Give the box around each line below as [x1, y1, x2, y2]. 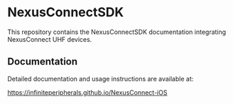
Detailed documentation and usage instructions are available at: [7, 74, 194, 83]
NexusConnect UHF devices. [7, 35, 92, 43]
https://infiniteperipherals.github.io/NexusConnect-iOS [7, 88, 168, 96]
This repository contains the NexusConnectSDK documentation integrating [7, 28, 227, 36]
